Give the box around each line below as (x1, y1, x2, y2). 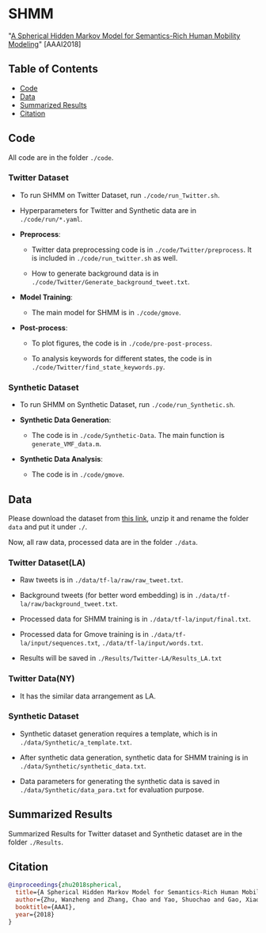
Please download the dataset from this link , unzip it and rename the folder (8, 513, 249, 523)
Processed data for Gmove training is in (19, 630, 149, 639)
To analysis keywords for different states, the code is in (31, 353, 212, 363)
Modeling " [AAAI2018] (8, 39, 82, 48)
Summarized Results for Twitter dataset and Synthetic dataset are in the (8, 828, 243, 838)
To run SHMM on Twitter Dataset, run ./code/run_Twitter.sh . (19, 190, 220, 200)
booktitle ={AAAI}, (15, 904, 77, 912)
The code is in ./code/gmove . (31, 470, 125, 479)
